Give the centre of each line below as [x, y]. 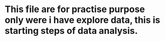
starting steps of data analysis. [71, 31]
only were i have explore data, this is [82, 20]
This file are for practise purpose [75, 9]
